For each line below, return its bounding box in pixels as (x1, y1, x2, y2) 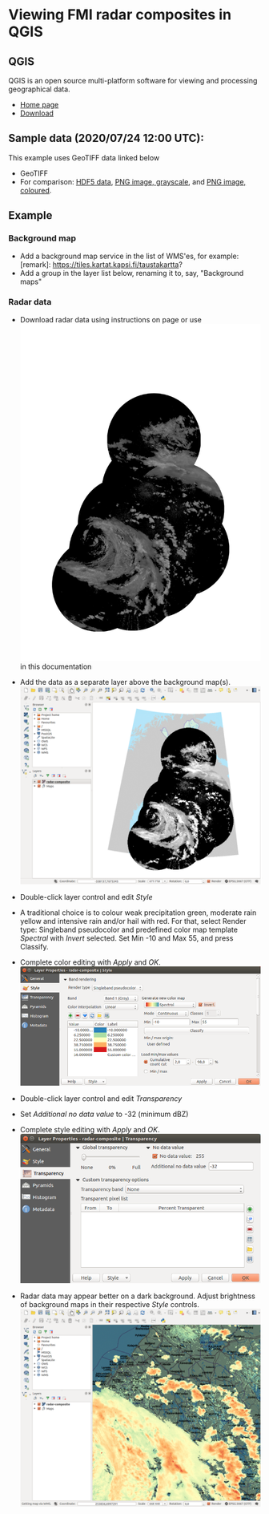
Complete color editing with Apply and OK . (19, 957, 162, 967)
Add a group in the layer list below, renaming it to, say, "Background (19, 268, 244, 277)
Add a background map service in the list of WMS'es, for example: (19, 251, 239, 261)
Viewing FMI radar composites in (8, 6, 232, 24)
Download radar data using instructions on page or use (19, 314, 203, 324)
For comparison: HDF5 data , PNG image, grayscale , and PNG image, (19, 176, 247, 186)
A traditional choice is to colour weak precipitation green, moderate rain (19, 908, 257, 917)
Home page (19, 100, 59, 109)
